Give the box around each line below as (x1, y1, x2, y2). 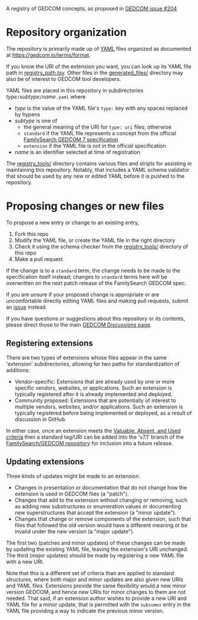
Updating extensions (6, 457, 84, 467)
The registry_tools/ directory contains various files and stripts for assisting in (6, 159, 192, 167)
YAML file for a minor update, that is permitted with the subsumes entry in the (6, 601, 191, 608)
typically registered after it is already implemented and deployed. (14, 390, 173, 397)
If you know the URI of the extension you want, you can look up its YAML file (6, 63, 192, 70)
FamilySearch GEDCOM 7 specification (23, 136, 118, 143)
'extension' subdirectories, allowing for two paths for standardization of (6, 360, 180, 367)
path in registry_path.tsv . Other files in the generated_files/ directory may (6, 69, 184, 76)
